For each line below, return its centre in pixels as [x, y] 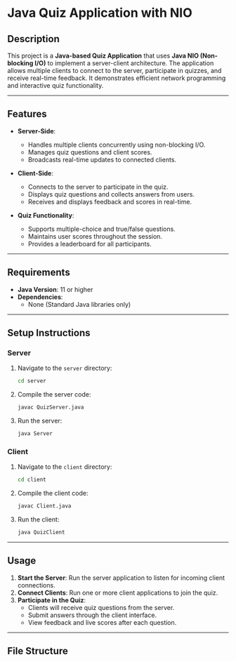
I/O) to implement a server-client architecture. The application [124, 63]
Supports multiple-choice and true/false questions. [101, 229]
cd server [32, 381]
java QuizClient [41, 532]
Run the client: [38, 519]
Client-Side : [35, 173]
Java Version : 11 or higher [55, 289]
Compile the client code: [53, 494]
